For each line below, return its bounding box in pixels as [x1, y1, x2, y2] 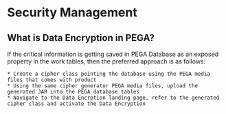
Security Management [7, 5, 137, 20]
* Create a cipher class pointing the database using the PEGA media [7, 70, 211, 77]
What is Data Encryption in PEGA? [7, 32, 155, 44]
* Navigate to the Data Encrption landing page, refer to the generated [7, 94, 220, 101]
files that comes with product [7, 76, 97, 83]
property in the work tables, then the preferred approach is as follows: [7, 57, 206, 66]
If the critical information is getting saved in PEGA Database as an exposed [7, 50, 219, 58]
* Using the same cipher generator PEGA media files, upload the [7, 83, 198, 89]
